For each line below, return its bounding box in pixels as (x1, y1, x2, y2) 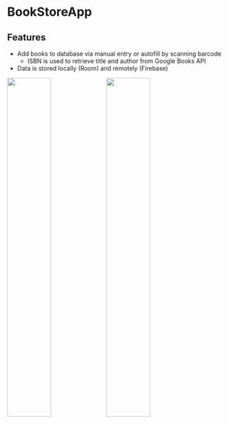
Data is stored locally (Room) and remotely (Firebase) (16, 64, 168, 72)
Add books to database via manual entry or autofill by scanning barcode (16, 49, 222, 58)
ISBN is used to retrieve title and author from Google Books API (27, 57, 206, 65)
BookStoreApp (7, 4, 93, 20)
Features (7, 32, 46, 43)
